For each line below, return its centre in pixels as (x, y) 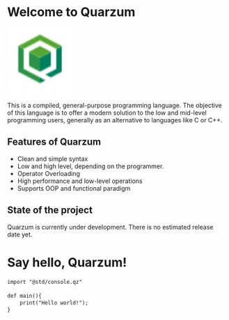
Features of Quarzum (54, 142)
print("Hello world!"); (54, 303)
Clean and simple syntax (53, 159)
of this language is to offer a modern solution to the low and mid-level (107, 113)
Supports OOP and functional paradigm (74, 188)
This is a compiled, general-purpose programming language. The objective (115, 105)
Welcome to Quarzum (71, 12)
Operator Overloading (48, 173)
